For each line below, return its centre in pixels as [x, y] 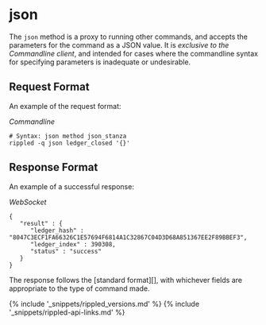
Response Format [54, 167]
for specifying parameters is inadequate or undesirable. [100, 62]
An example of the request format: [65, 106]
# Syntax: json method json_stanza [68, 136]
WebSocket [28, 202]
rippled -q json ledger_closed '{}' [69, 143]
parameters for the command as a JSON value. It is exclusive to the [119, 44]
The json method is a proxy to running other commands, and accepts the [129, 37]
